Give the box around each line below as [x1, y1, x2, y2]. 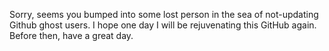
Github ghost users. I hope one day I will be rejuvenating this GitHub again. [9, 19, 317, 31]
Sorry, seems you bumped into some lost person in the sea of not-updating [9, 9, 319, 20]
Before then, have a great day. [9, 30, 134, 41]
